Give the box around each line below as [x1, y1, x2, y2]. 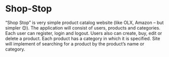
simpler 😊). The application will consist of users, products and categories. [5, 24, 160, 30]
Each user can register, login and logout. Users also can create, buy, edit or [5, 30, 162, 36]
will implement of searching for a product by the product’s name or [5, 40, 145, 46]
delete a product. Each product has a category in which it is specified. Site [5, 35, 160, 41]
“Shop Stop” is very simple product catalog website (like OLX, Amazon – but [5, 19, 164, 25]
